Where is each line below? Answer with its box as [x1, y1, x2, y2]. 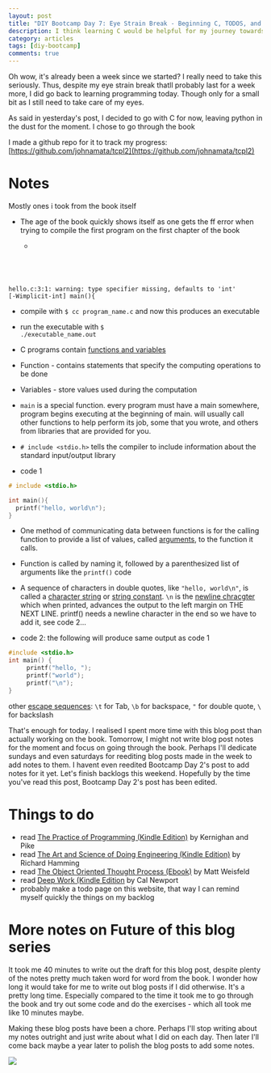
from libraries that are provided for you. [19, 426, 152, 435]
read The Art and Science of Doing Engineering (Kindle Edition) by [19, 849, 240, 859]
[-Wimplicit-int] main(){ [8, 292, 95, 300]
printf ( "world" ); [26, 672, 85, 680]
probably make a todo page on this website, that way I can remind [19, 884, 240, 893]
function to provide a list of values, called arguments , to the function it [19, 535, 254, 545]
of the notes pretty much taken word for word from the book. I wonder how [8, 973, 258, 983]
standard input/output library [19, 450, 116, 460]
